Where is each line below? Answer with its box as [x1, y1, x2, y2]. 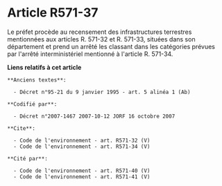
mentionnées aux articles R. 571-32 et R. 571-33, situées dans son [7, 35, 196, 43]
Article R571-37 [7, 5, 99, 21]
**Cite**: [7, 124, 36, 132]
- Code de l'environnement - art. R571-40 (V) [13, 167, 151, 174]
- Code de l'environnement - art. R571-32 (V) [13, 137, 151, 144]
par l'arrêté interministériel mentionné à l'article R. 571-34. [7, 50, 173, 58]
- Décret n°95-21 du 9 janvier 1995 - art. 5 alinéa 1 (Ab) [13, 89, 191, 95]
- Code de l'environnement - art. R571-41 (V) [13, 173, 151, 180]
